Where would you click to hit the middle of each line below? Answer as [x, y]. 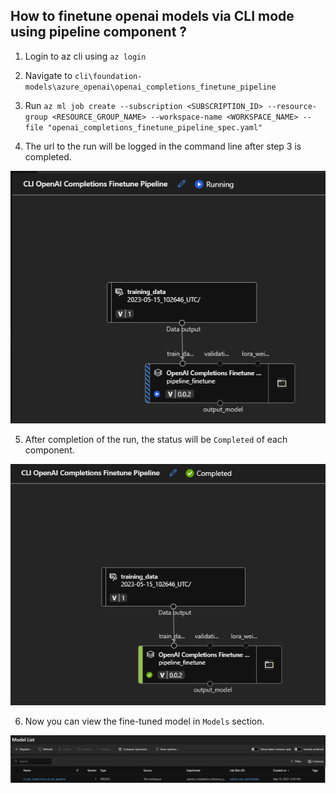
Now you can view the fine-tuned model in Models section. [144, 721]
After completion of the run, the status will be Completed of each [156, 440]
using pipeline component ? [99, 32]
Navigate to [48, 75]
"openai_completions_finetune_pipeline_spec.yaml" [155, 127]
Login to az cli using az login [85, 56]
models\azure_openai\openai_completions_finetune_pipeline [150, 87]
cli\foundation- [108, 76]
